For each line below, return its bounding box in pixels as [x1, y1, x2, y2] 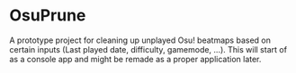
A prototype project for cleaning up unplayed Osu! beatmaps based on [9, 35, 272, 45]
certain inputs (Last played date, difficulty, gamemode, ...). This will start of [9, 44, 288, 54]
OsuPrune [9, 5, 86, 26]
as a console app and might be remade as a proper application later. [9, 53, 262, 64]
